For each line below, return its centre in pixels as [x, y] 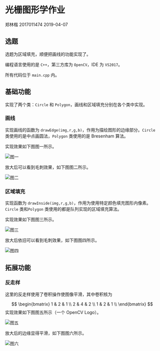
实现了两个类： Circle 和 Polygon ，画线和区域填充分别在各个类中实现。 [76, 104]
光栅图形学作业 [35, 10]
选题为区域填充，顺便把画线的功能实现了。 [48, 54]
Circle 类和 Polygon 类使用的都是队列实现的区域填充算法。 [63, 209]
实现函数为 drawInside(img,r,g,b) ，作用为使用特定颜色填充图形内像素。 [78, 203]
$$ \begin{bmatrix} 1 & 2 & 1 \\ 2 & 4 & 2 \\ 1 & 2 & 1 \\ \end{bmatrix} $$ [82, 304]
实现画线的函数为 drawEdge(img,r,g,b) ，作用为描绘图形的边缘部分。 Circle [80, 130]
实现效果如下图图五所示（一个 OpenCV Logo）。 [53, 312]
